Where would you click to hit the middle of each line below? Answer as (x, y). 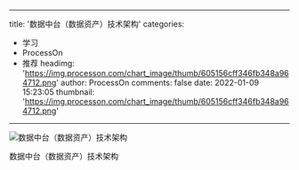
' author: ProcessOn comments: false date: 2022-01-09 (158, 82)
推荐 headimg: (48, 63)
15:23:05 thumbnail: (58, 92)
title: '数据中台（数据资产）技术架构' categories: (97, 24)
